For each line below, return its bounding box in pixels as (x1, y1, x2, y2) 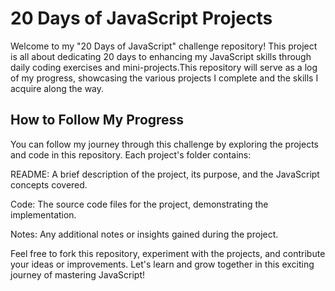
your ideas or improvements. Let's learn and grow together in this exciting (10, 258, 315, 270)
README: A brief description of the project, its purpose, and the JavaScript (10, 168, 320, 180)
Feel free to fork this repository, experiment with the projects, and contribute (10, 247, 326, 259)
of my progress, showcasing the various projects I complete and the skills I (10, 72, 319, 84)
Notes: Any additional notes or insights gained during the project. (10, 228, 279, 240)
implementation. (10, 208, 77, 221)
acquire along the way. (10, 82, 105, 94)
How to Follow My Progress (10, 112, 185, 129)
